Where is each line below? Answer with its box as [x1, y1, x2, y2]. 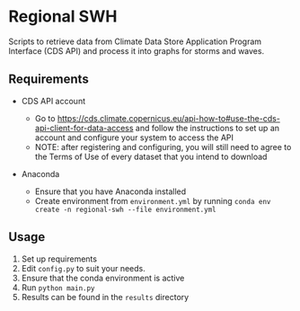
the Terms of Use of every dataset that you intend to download [34, 151, 268, 162]
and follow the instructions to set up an [135, 122, 280, 133]
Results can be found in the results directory [21, 291, 190, 302]
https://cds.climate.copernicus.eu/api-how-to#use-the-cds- [57, 112, 280, 123]
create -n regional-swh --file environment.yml [34, 205, 216, 214]
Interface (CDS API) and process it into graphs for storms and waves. [8, 45, 265, 56]
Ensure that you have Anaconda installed [34, 186, 187, 197]
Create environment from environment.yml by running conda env [34, 195, 271, 206]
